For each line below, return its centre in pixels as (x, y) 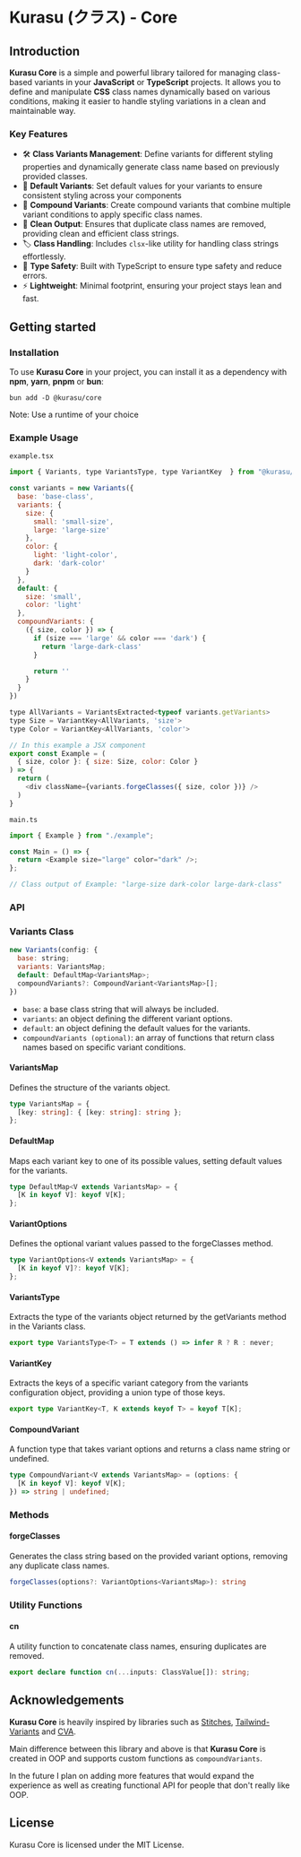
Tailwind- (253, 1722)
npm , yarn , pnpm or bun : (57, 381)
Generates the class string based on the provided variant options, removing (149, 1557)
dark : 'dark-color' (69, 564)
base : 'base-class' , (56, 497)
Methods (29, 1514)
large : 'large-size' (71, 530)
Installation (34, 352)
